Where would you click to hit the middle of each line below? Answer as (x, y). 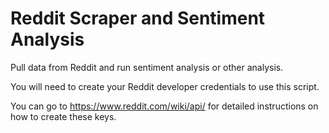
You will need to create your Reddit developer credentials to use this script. (165, 86)
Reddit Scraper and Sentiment (138, 18)
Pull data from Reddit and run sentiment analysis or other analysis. (147, 67)
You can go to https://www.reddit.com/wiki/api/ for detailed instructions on (164, 106)
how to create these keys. (63, 116)
